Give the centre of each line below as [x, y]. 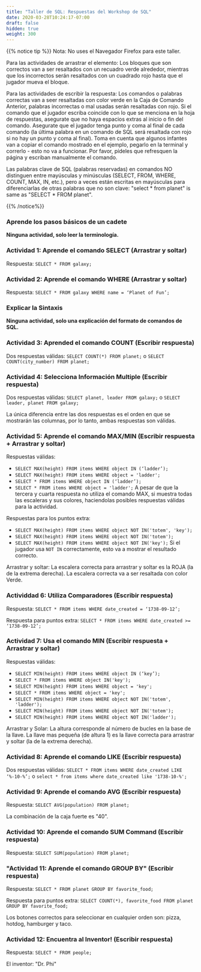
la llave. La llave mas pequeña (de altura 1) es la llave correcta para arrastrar [100, 735]
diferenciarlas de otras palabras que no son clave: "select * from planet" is [98, 188]
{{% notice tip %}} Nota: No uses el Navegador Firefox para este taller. [94, 51]
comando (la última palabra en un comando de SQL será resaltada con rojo [99, 132]
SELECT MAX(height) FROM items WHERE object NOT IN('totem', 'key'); [104, 530]
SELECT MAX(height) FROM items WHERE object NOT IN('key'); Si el [97, 543]
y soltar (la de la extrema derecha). [49, 741]
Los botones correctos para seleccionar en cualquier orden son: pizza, [94, 917]
